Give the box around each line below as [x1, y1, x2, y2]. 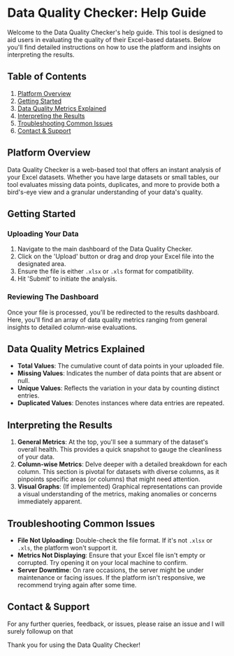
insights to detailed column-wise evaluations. [7, 323, 138, 331]
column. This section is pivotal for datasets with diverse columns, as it [17, 468, 219, 476]
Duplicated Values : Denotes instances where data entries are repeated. [17, 399, 225, 407]
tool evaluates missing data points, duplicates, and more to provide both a [7, 180, 220, 188]
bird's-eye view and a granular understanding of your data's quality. [7, 188, 203, 196]
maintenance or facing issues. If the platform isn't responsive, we [17, 573, 206, 582]
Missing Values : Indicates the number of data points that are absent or [17, 369, 222, 377]
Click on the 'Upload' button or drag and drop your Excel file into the [17, 252, 214, 260]
